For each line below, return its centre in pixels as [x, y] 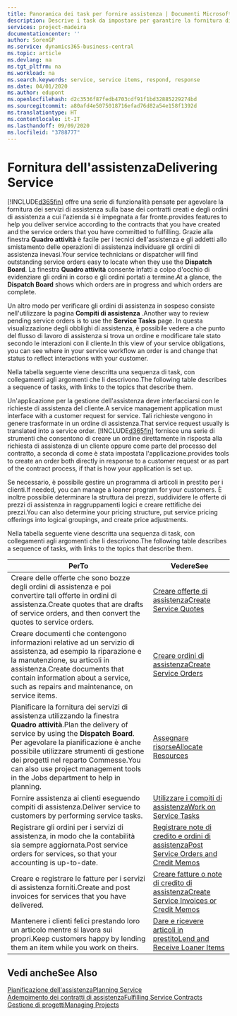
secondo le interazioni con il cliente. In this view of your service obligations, [116, 343]
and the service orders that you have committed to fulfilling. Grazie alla [110, 232]
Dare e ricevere [178, 921]
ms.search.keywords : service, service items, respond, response [104, 80]
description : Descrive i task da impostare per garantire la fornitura [115, 21]
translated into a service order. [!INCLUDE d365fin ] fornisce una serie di [111, 431]
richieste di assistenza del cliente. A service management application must [115, 408]
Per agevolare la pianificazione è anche [76, 742]
